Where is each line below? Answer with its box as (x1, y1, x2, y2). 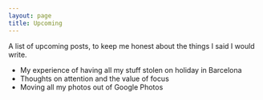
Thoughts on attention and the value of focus (19, 74, 170, 83)
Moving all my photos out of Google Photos (19, 82, 164, 92)
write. (8, 50, 27, 59)
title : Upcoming (8, 19, 63, 27)
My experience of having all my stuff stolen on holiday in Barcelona (19, 65, 242, 74)
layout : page (8, 11, 52, 20)
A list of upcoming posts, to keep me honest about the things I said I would (8, 41, 255, 50)
